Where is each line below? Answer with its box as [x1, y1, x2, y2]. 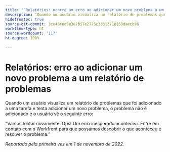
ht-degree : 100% [5, 36, 39, 41]
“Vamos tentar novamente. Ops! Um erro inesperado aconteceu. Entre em [5, 120, 159, 126]
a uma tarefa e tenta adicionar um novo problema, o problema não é [5, 105, 147, 111]
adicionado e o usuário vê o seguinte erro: [5, 111, 94, 117]
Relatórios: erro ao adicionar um [5, 62, 143, 73]
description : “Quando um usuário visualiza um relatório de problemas [5, 12, 157, 17]
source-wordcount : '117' [5, 31, 58, 36]
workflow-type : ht [5, 26, 44, 31]
